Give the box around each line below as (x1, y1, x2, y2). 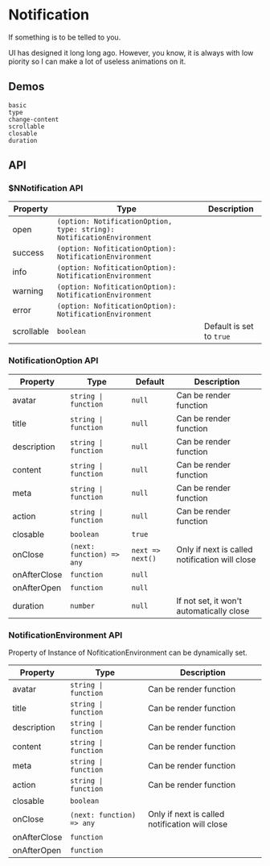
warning (12, 285, 43, 297)
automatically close (176, 605, 250, 616)
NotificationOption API (8, 355, 99, 366)
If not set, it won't (176, 595, 243, 606)
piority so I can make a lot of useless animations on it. (8, 56, 186, 66)
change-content (8, 115, 59, 123)
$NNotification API (8, 183, 84, 194)
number (69, 601, 95, 610)
